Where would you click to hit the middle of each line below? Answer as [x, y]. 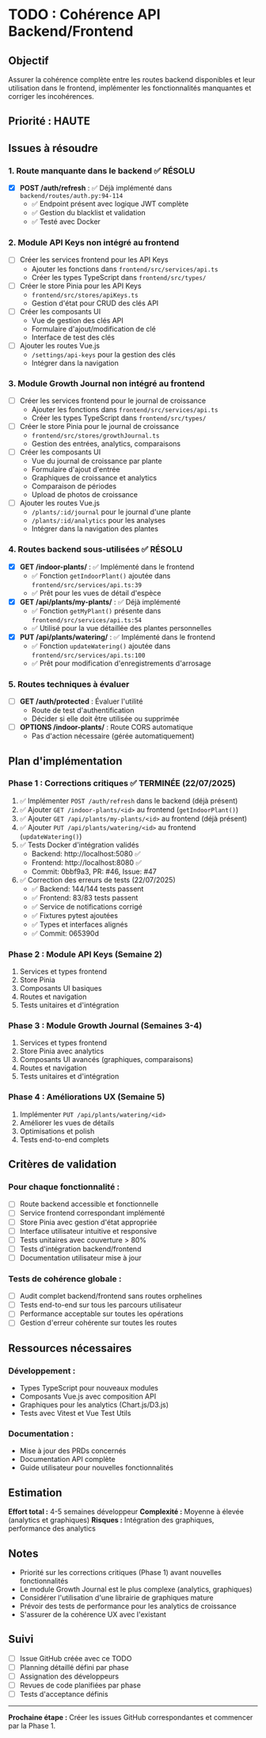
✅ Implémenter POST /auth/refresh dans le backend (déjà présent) [129, 800]
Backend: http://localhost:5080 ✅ [86, 853]
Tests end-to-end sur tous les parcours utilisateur [101, 1305]
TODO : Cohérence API [84, 15]
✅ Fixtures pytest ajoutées [75, 915]
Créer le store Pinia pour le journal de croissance [99, 427]
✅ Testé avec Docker [66, 222]
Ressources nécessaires [70, 1348]
